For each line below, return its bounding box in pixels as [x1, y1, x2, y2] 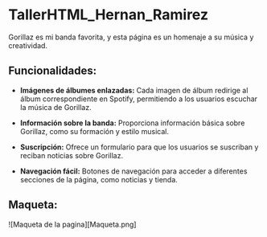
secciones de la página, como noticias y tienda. [19, 174, 179, 184]
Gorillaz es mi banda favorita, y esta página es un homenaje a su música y [8, 32, 254, 42]
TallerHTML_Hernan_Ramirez [8, 6, 209, 24]
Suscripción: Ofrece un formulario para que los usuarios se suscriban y [19, 142, 259, 152]
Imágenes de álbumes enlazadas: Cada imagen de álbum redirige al [19, 85, 249, 95]
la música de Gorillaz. [19, 102, 92, 112]
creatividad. [8, 40, 48, 50]
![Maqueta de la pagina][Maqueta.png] [8, 219, 137, 229]
